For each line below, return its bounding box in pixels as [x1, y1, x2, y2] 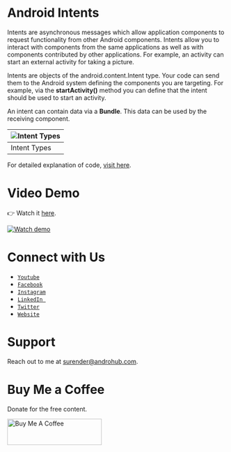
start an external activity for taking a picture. [7, 57, 134, 66]
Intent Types [10, 143, 52, 152]
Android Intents [7, 5, 99, 21]
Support [7, 334, 56, 350]
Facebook [17, 281, 43, 288]
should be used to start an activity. [7, 93, 106, 102]
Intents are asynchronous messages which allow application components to [7, 28, 225, 36]
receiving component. [7, 114, 70, 123]
